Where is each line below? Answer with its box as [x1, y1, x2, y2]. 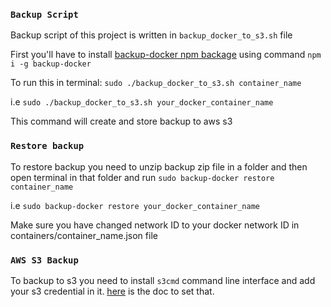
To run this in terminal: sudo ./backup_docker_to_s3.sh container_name [10, 77, 302, 89]
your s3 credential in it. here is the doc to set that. [10, 285, 215, 297]
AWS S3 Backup [10, 254, 79, 266]
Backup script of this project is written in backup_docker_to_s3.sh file [10, 29, 293, 41]
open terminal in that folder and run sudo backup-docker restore [10, 171, 275, 183]
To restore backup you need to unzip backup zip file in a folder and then [10, 160, 308, 173]
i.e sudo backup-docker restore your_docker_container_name [10, 199, 260, 211]
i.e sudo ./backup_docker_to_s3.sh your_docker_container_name [10, 96, 274, 108]
